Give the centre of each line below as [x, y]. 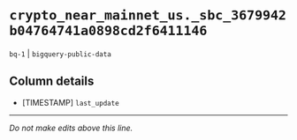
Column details [52, 81]
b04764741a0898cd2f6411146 [108, 31]
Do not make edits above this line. [71, 128]
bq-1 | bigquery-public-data [61, 53]
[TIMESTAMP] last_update [70, 102]
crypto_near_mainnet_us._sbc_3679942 [148, 15]
